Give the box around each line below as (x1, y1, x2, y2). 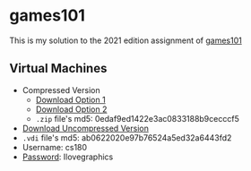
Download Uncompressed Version (22, 123, 150, 133)
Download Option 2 (35, 104, 108, 115)
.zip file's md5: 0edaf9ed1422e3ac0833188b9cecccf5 (35, 113, 239, 124)
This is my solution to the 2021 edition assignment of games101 (9, 35, 242, 46)
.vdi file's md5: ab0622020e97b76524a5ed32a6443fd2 (22, 132, 232, 143)
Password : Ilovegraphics (22, 151, 114, 162)
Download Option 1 (35, 94, 106, 105)
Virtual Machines (9, 61, 108, 76)
